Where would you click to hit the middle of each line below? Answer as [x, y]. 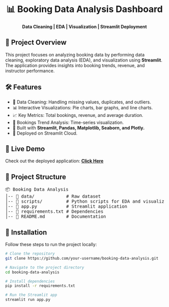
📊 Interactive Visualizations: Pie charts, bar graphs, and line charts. [83, 107]
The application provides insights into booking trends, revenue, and [75, 65]
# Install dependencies [30, 281]
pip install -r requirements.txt [40, 286]
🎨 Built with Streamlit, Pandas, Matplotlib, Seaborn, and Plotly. [78, 128]
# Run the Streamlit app [31, 295]
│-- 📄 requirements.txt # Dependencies [54, 211]
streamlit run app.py [28, 300]
